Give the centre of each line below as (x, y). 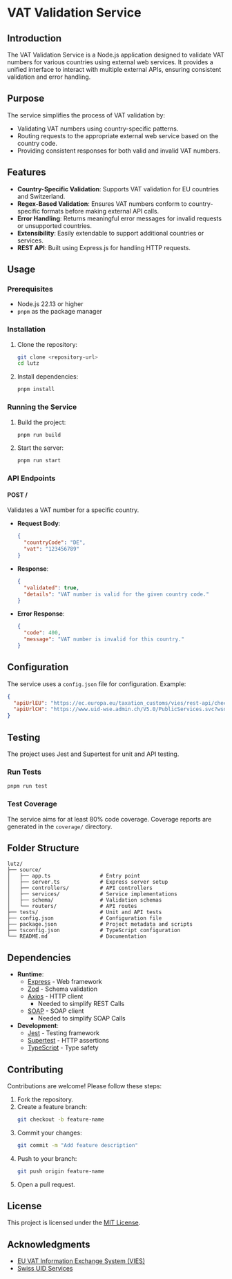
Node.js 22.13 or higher (50, 304)
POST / (18, 495)
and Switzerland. (41, 196)
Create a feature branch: (52, 1106)
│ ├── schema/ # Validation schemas (85, 900)
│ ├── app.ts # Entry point (74, 876)
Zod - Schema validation (62, 989)
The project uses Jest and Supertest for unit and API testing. (93, 754)
